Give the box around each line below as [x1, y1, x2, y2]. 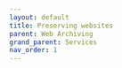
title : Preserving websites [9, 21, 114, 30]
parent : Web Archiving [9, 29, 94, 38]
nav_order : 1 [9, 46, 58, 55]
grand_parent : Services [9, 37, 98, 47]
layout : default [9, 12, 69, 22]
